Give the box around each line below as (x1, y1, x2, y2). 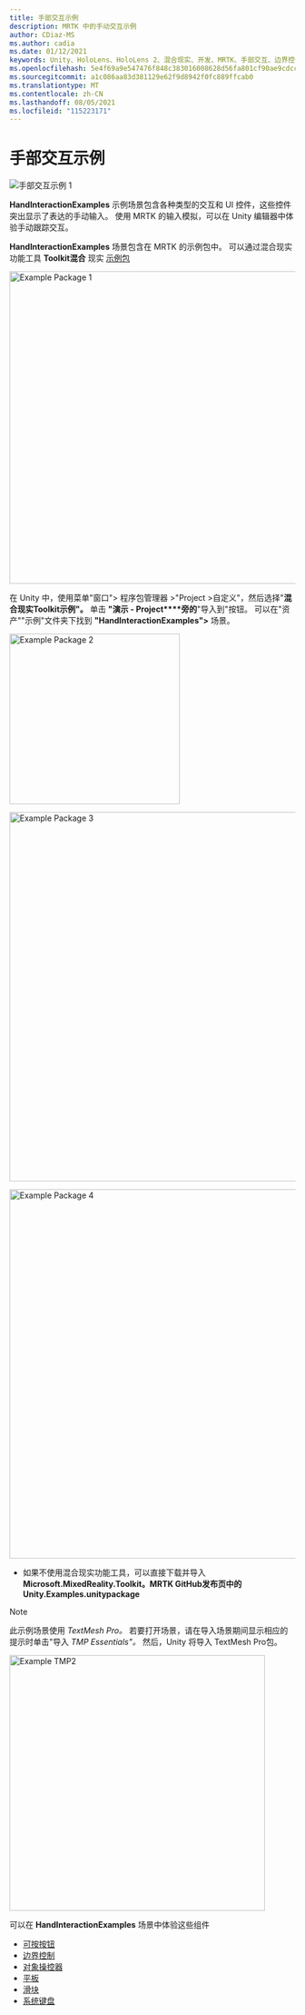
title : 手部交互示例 (9, 13, 79, 23)
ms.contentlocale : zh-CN (9, 89, 103, 98)
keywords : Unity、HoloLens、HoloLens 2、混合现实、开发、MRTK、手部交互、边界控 (9, 55, 295, 65)
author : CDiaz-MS (9, 30, 75, 39)
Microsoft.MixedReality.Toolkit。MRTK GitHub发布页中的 (22, 1579, 242, 1590)
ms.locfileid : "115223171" (9, 106, 112, 115)
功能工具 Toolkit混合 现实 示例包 (9, 253, 131, 264)
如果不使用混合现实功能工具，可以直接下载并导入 (22, 1567, 206, 1578)
